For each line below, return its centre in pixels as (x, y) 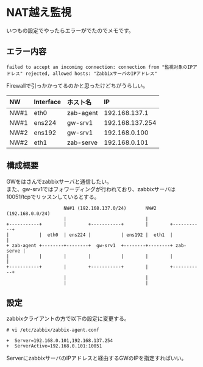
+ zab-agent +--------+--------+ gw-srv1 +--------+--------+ (90, 245)
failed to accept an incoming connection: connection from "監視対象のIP (100, 67)
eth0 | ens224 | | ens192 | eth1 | (110, 235)
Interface (48, 102)
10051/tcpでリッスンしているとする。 (53, 197)
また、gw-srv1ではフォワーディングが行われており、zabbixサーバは (91, 189)
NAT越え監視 (39, 12)
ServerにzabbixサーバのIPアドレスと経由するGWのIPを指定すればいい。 (97, 358)
